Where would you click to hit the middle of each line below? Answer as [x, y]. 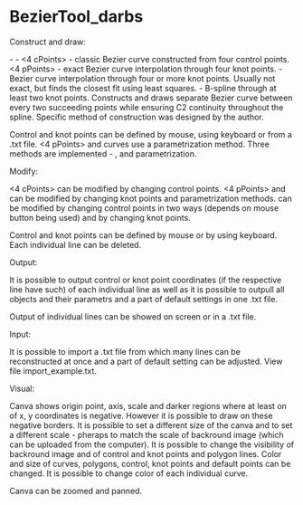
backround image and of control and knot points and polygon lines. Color [146, 453]
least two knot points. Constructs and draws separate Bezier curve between [151, 98]
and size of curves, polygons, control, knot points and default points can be [150, 463]
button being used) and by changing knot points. [100, 217]
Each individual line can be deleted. [76, 244]
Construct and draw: [47, 42]
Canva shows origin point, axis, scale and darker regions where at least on [148, 405]
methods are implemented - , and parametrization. [103, 153]
